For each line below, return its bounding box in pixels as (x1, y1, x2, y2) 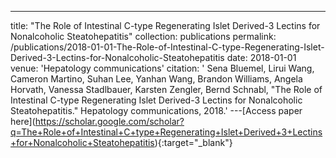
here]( (10, 116, 36, 127)
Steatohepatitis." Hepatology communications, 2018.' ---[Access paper (10, 105, 303, 116)
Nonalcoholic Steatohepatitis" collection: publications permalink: (10, 31, 277, 42)
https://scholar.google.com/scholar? (34, 116, 185, 127)
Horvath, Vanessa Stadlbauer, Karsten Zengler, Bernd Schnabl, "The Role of (10, 84, 323, 95)
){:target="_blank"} (154, 137, 233, 148)
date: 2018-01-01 (226, 52, 297, 63)
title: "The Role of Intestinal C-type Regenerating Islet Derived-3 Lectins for (10, 20, 321, 31)
